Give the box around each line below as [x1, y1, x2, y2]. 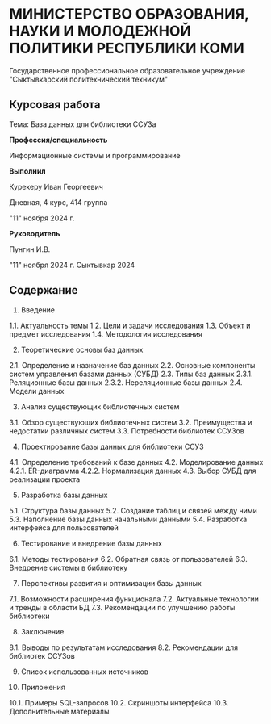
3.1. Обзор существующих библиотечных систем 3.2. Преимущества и [9, 417, 252, 427]
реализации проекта [9, 474, 81, 484]
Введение [20, 304, 56, 315]
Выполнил [9, 166, 47, 176]
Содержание [9, 283, 79, 297]
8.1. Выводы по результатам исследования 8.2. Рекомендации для [9, 642, 239, 652]
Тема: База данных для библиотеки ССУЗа [9, 119, 156, 129]
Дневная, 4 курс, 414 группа [9, 197, 108, 207]
